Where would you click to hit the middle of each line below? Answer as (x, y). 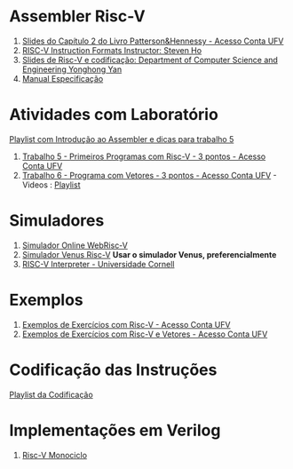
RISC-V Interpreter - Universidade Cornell (98, 264)
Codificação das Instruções (113, 370)
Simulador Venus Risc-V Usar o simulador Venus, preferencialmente (149, 254)
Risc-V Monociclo (54, 455)
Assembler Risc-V (78, 16)
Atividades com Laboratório (114, 115)
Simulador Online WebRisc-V (75, 245)
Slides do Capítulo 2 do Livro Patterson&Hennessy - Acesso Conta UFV (153, 41)
